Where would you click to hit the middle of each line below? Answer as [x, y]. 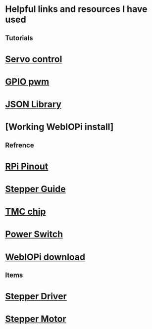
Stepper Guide [35, 189]
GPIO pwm [27, 81]
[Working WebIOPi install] [59, 127]
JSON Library [33, 104]
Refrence [20, 145]
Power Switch [34, 234]
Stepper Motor [36, 319]
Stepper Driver [36, 297]
